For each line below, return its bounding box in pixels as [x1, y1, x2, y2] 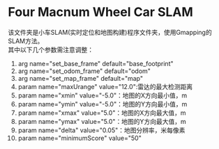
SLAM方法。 [8, 36, 44, 45]
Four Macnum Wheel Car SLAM [8, 4, 194, 20]
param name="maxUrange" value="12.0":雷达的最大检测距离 [17, 82, 193, 91]
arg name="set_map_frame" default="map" [17, 74, 144, 82]
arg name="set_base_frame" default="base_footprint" [17, 59, 174, 68]
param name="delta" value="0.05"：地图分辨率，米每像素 [17, 126, 186, 134]
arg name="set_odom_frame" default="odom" [17, 67, 151, 75]
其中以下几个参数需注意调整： [8, 45, 93, 54]
